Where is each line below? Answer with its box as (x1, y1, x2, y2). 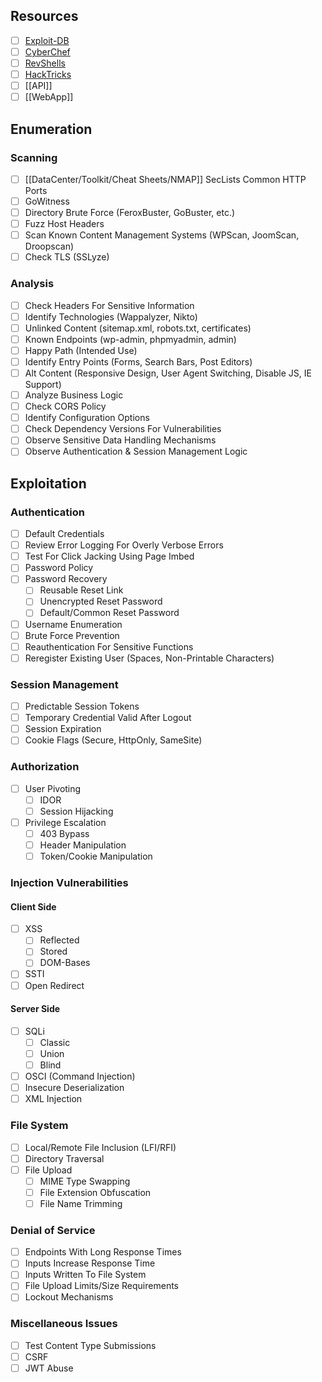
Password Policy (24, 562, 94, 574)
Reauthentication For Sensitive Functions (24, 640, 194, 653)
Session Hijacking (39, 805, 114, 817)
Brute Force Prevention (24, 629, 120, 641)
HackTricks (24, 69, 72, 80)
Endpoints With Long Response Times (24, 1246, 182, 1258)
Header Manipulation (39, 839, 127, 851)
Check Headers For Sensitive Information (24, 299, 195, 311)
